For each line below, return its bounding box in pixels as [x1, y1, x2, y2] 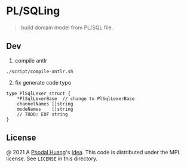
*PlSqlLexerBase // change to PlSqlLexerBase [17, 95, 135, 102]
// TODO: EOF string [17, 111, 68, 117]
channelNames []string [17, 101, 73, 107]
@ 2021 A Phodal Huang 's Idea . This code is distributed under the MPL [6, 148, 181, 155]
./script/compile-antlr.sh [6, 69, 73, 74]
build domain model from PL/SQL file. [20, 24, 114, 31]
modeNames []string [17, 106, 73, 112]
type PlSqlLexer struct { [6, 91, 70, 97]
